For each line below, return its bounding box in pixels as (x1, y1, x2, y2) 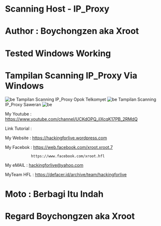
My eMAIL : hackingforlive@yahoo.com (5, 162, 84, 168)
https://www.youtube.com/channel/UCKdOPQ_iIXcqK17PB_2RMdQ (5, 116, 138, 122)
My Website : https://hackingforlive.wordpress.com (5, 135, 107, 141)
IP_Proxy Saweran (5, 101, 41, 107)
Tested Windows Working (5, 48, 111, 59)
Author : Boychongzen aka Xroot (5, 26, 139, 37)
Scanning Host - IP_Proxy (5, 3, 110, 15)
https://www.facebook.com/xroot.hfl (30, 154, 105, 159)
